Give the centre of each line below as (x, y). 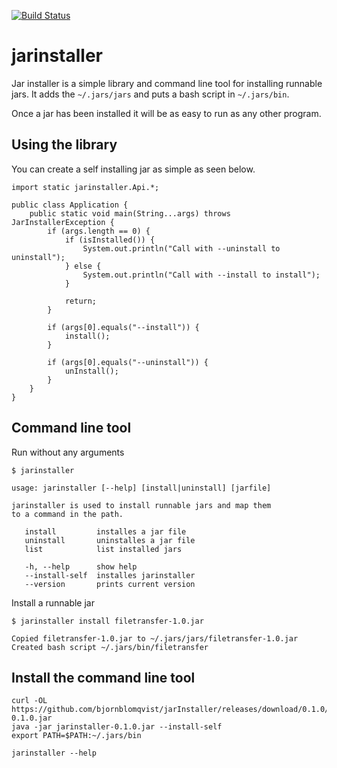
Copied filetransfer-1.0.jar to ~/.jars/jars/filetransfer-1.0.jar (155, 638)
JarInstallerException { (63, 222)
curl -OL (29, 701)
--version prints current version (110, 584)
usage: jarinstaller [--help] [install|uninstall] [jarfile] (141, 488)
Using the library (64, 145)
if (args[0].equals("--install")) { (123, 327)
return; (81, 301)
